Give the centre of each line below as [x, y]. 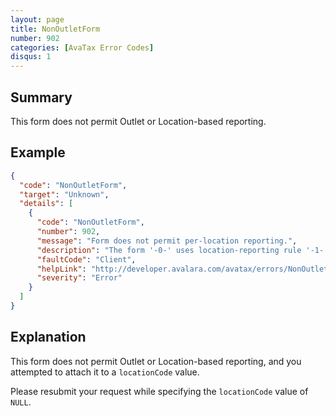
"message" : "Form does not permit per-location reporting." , [167, 241]
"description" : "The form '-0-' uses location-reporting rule [169, 250]
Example [38, 152]
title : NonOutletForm [55, 29]
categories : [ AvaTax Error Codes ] [82, 47]
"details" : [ [46, 204]
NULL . [21, 402]
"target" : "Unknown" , [64, 194]
